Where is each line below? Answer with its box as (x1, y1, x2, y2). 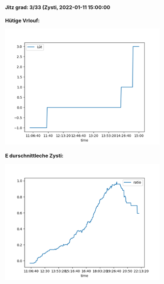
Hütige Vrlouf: (5, 17, 40, 24)
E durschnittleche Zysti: (5, 152, 64, 159)
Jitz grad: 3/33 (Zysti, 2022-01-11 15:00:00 (5, 4, 110, 11)
